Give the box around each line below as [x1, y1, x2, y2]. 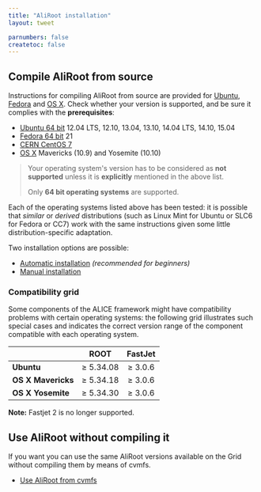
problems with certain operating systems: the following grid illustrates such [8, 313, 254, 323]
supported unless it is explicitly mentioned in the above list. [27, 172, 224, 182]
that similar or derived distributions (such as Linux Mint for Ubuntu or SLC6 [8, 211, 253, 221]
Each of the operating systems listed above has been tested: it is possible [8, 202, 248, 212]
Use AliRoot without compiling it [8, 430, 170, 444]
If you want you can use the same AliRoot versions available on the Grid [8, 452, 242, 461]
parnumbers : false [8, 33, 69, 41]
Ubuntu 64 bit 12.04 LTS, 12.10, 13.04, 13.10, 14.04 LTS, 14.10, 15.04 [19, 123, 236, 133]
